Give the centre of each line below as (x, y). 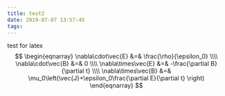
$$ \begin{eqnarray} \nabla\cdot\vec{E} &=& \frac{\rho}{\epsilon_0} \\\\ (116, 56)
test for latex (25, 46)
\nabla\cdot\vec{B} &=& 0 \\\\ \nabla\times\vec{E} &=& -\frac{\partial (112, 64)
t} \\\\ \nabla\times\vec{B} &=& (128, 71)
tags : (15, 26)
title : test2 (26, 13)
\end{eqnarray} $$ (116, 86)
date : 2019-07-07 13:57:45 (46, 20)
